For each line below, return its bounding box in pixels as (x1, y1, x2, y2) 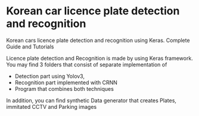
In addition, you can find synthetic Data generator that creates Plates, (6, 97, 177, 104)
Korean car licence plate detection (6, 4, 180, 18)
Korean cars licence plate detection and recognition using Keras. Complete (6, 36, 190, 44)
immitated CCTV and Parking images (6, 103, 97, 110)
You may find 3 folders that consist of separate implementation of (6, 61, 167, 68)
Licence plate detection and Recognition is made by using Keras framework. (6, 54, 194, 62)
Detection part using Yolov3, (14, 72, 85, 80)
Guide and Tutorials (6, 43, 54, 50)
